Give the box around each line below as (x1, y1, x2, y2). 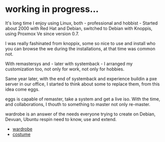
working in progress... (5, 3, 99, 15)
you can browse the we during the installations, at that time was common (5, 45, 156, 51)
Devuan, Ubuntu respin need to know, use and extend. (5, 116, 117, 122)
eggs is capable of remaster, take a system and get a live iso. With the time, (5, 96, 161, 102)
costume (12, 131, 31, 137)
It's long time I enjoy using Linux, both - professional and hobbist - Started (5, 20, 158, 26)
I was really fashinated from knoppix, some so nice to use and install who (5, 40, 156, 46)
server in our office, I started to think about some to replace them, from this (5, 81, 160, 87)
